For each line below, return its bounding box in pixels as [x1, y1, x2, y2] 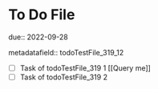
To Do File [8, 6, 75, 24]
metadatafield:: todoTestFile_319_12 [8, 47, 124, 57]
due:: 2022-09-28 [8, 32, 68, 42]
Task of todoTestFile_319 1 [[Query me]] [19, 63, 151, 73]
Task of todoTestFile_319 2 [19, 72, 108, 82]
